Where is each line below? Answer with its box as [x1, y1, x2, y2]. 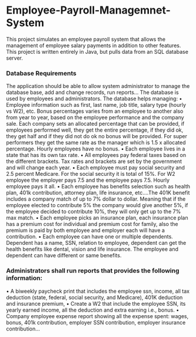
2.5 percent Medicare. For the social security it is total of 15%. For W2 [6, 171, 175, 178]
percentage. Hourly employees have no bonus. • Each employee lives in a [6, 145, 185, 152]
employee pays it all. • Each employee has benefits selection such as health [6, 183, 190, 190]
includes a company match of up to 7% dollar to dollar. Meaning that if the [6, 195, 186, 202]
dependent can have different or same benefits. [6, 252, 122, 259]
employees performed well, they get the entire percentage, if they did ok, [6, 126, 184, 133]
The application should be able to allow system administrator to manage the [6, 83, 190, 90]
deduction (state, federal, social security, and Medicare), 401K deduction [6, 293, 183, 301]
